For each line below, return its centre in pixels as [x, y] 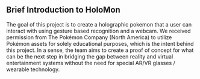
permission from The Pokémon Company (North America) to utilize [89, 37]
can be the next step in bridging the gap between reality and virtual [90, 56]
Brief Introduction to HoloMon [63, 10]
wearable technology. [33, 69]
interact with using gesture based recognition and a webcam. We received [98, 31]
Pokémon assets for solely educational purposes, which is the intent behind [100, 43]
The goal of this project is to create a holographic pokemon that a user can [99, 24]
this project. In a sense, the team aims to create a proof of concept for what [100, 50]
